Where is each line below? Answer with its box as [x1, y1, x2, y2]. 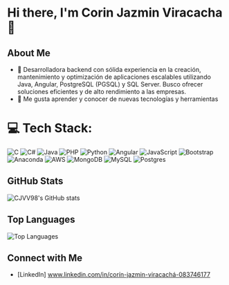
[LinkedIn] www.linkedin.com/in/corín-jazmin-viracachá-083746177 [17, 270, 211, 279]
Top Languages [7, 214, 75, 226]
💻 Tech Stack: [7, 120, 93, 136]
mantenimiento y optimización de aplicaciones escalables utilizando [17, 73, 211, 81]
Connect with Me [7, 252, 83, 264]
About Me [7, 47, 51, 59]
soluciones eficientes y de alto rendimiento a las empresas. [17, 88, 187, 95]
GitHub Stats [7, 175, 64, 187]
